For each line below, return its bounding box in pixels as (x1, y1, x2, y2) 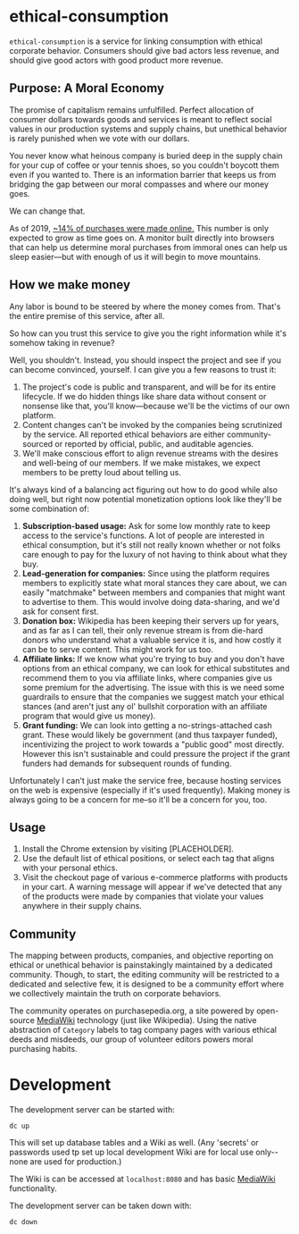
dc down (9, 1218, 38, 1227)
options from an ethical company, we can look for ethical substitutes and (21, 663, 290, 674)
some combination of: (9, 503, 90, 514)
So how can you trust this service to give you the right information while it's (9, 328, 287, 339)
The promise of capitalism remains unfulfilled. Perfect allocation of (9, 105, 254, 115)
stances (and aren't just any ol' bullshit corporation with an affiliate (21, 701, 268, 711)
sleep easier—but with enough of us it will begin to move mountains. (9, 251, 262, 262)
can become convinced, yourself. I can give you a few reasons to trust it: (9, 364, 277, 374)
